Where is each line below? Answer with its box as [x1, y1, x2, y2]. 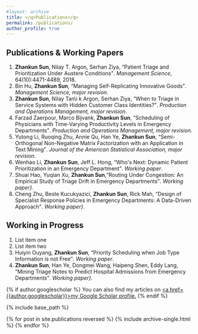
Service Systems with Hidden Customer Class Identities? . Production [14, 102, 187, 109]
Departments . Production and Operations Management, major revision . [14, 127, 193, 134]
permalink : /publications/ [6, 20, 73, 26]
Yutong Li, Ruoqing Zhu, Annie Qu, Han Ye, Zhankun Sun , [14, 133, 157, 140]
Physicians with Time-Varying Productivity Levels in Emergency [14, 121, 172, 128]
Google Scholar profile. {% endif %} [79, 292, 168, 299]
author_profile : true [6, 25, 60, 32]
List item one [14, 236, 47, 243]
